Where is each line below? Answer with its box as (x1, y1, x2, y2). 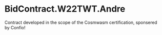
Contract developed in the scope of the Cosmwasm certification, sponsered (4, 19, 157, 25)
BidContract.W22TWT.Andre (4, 3, 125, 15)
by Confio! (4, 24, 25, 30)
